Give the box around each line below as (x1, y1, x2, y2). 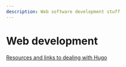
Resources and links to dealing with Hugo (6, 54, 108, 61)
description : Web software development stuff (6, 8, 120, 15)
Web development (6, 34, 98, 47)
